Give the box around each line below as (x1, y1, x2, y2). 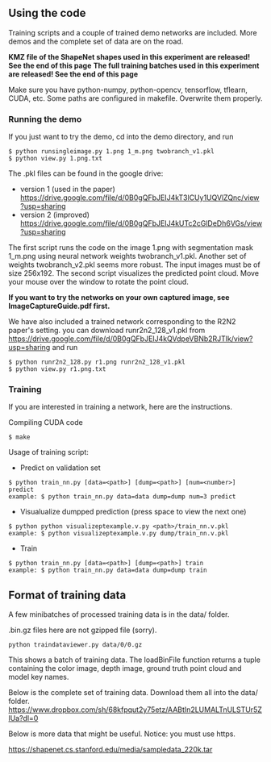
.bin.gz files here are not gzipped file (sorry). (8, 625, 157, 635)
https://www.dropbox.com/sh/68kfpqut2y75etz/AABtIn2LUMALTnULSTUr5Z (8, 705, 262, 714)
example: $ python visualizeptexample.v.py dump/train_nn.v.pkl (8, 530, 229, 538)
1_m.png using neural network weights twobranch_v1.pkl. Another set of (8, 252, 247, 261)
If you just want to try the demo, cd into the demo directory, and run (8, 132, 234, 142)
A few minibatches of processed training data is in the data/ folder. (8, 610, 230, 619)
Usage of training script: (8, 448, 89, 457)
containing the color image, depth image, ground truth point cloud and (8, 664, 242, 673)
